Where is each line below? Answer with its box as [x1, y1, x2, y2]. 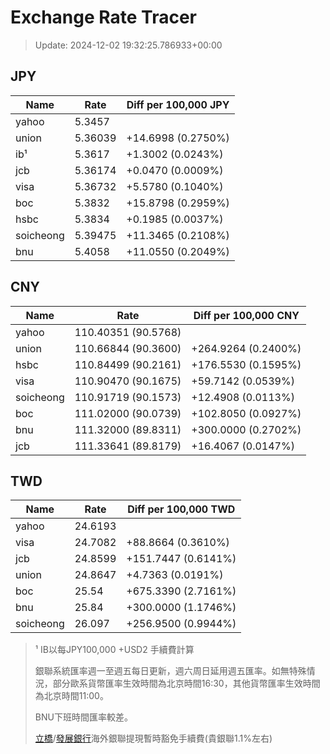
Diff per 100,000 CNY [193, 308, 300, 322]
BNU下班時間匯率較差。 [34, 711, 133, 723]
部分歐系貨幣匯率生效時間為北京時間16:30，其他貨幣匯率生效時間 [52, 677, 321, 690]
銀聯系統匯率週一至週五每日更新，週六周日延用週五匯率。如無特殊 [34, 665, 307, 677]
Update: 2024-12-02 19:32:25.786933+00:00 [34, 39, 223, 51]
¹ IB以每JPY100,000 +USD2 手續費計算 [34, 644, 195, 656]
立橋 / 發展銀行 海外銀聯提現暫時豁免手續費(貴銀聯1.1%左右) [34, 732, 273, 745]
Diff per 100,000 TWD [127, 502, 236, 516]
